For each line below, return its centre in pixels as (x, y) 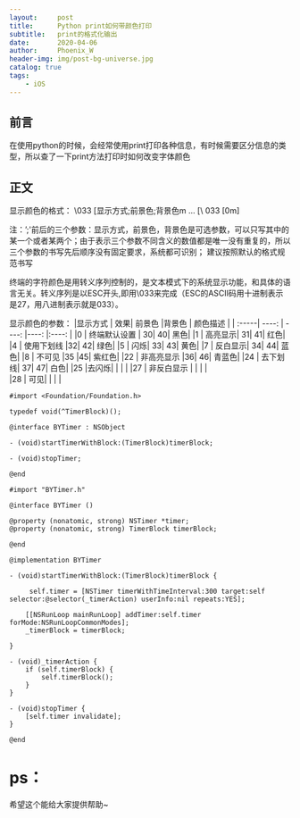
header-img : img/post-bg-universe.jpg (81, 59)
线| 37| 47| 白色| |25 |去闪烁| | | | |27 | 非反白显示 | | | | (108, 368)
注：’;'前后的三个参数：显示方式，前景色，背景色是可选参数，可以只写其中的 (150, 230)
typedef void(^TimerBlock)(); (66, 412)
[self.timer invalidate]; (74, 717)
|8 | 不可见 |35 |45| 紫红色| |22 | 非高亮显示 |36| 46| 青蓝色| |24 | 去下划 (154, 357)
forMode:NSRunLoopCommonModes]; (69, 623)
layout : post (42, 17)
